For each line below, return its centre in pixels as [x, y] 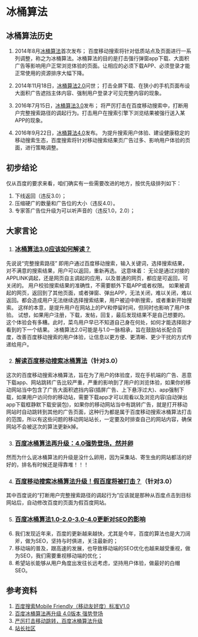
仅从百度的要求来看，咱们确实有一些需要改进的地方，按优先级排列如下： [94, 183]
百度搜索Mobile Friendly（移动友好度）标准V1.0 [72, 606]
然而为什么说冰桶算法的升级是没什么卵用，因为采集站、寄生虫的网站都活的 [96, 457]
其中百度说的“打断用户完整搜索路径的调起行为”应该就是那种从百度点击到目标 [99, 495]
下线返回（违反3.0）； [40, 196]
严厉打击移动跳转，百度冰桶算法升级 [59, 620]
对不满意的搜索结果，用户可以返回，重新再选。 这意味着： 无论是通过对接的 [98, 270]
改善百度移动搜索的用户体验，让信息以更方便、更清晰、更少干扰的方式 [101, 337]
